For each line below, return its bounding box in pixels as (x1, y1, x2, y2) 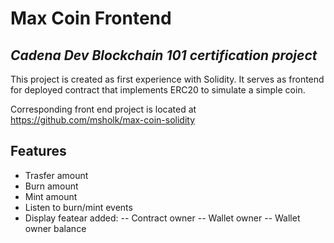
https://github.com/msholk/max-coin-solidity (10, 114, 196, 126)
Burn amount (24, 180, 79, 192)
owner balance (24, 222, 87, 234)
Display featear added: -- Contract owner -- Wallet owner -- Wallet (24, 212, 301, 224)
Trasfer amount (24, 169, 89, 181)
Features (10, 143, 67, 160)
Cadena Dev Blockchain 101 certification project (10, 47, 318, 64)
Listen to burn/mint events (24, 201, 133, 213)
